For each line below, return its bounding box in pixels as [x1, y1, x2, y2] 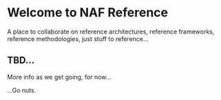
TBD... [7, 55, 35, 66]
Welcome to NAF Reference [7, 5, 169, 21]
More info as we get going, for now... [7, 73, 112, 81]
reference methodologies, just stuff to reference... [7, 34, 149, 42]
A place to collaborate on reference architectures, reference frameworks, [7, 27, 215, 36]
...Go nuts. [7, 86, 36, 94]
